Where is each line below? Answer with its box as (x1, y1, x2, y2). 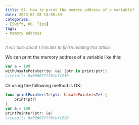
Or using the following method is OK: (5, 82, 82, 88)
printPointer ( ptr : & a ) (5, 111, 53, 116)
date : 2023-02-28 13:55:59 (5, 12, 62, 17)
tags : (5, 26, 17, 31)
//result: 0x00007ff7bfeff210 (5, 73, 69, 78)
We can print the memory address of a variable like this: (5, 54, 122, 60)
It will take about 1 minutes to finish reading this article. (5, 45, 112, 50)
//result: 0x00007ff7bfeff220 (5, 115, 69, 120)
